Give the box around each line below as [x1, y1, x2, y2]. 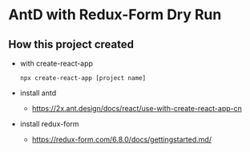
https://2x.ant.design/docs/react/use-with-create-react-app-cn [31, 104, 243, 113]
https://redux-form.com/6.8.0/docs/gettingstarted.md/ [31, 134, 212, 144]
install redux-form [19, 119, 79, 129]
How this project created [8, 38, 135, 51]
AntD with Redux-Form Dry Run [8, 6, 222, 24]
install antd [19, 88, 57, 98]
